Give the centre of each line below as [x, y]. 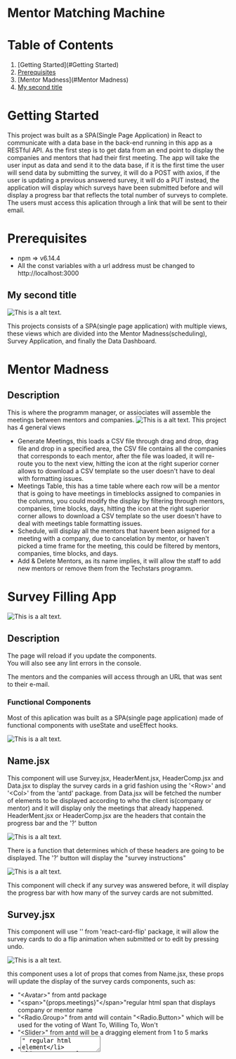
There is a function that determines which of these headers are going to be [116, 850]
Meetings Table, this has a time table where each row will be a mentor [118, 486]
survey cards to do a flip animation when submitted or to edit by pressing [113, 939]
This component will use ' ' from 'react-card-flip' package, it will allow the [113, 931]
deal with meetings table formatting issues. [80, 523]
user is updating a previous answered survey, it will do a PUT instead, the [113, 180]
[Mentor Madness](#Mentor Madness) [73, 80]
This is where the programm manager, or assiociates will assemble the [109, 412]
